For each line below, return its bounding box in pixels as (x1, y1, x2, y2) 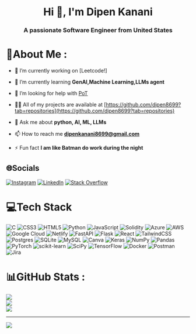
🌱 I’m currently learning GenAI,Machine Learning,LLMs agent (14, 78, 164, 85)
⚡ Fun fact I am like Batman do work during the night (14, 144, 143, 151)
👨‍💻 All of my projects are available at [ (14, 101, 106, 108)
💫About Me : (6, 48, 68, 61)
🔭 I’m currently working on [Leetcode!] (14, 67, 107, 74)
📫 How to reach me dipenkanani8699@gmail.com (14, 130, 140, 137)
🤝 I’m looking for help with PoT (14, 90, 88, 97)
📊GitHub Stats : (6, 270, 86, 283)
